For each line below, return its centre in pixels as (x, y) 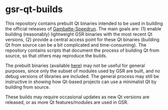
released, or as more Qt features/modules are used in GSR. (67, 102)
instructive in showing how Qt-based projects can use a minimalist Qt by (81, 82)
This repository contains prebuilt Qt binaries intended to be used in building (84, 23)
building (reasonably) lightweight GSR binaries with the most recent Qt (79, 34)
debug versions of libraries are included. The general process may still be (82, 76)
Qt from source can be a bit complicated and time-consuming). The (76, 45)
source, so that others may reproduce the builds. (56, 56)
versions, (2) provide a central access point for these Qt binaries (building (82, 40)
